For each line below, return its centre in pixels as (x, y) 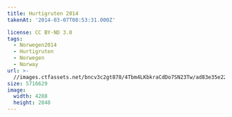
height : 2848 (32, 103)
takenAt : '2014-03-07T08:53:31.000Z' (61, 20)
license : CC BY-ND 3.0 (40, 32)
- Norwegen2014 (35, 45)
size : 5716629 (28, 83)
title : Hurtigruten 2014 (43, 13)
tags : (15, 39)
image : (17, 90)
